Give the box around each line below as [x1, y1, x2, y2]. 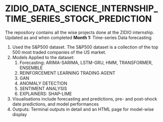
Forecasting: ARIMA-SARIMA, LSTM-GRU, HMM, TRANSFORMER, [19, 60, 153, 65]
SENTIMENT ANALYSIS [19, 85, 67, 91]
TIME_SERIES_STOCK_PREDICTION [5, 13, 152, 24]
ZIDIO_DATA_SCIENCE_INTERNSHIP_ [5, 3, 158, 14]
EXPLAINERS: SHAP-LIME [19, 91, 72, 97]
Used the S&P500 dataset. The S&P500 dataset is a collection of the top [12, 44, 159, 50]
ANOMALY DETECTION [19, 80, 67, 86]
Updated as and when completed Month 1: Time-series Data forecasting [5, 35, 152, 41]
